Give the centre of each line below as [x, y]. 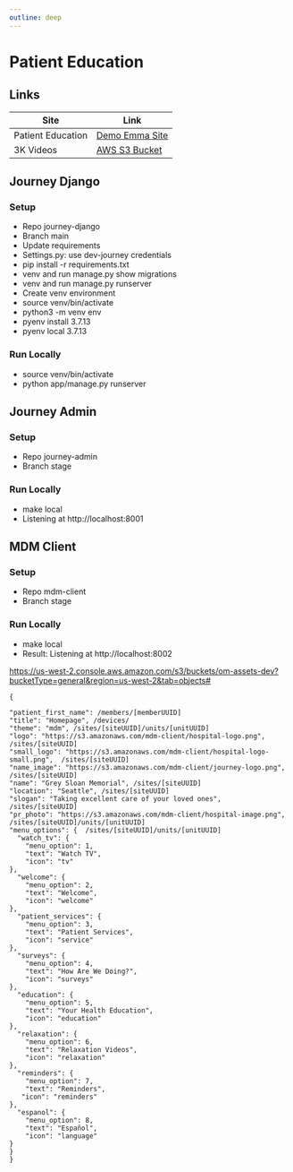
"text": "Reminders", [65, 1089]
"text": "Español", [62, 1128]
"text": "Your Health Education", [89, 1010]
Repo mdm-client [54, 591]
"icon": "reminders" [59, 1097]
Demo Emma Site [132, 135]
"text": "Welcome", [62, 892]
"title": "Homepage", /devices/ [69, 720]
